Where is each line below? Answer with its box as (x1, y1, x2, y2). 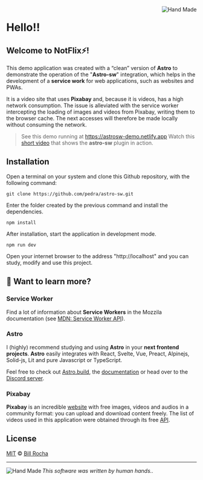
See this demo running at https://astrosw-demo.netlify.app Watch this (21, 133, 195, 140)
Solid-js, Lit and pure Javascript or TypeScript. (6, 356, 123, 363)
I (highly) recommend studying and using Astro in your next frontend (6, 343, 179, 351)
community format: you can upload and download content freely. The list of (6, 410, 195, 417)
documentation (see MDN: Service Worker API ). (6, 314, 126, 322)
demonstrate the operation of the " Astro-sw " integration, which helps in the (6, 71, 196, 78)
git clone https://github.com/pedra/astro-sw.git (6, 190, 134, 197)
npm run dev (6, 242, 36, 248)
